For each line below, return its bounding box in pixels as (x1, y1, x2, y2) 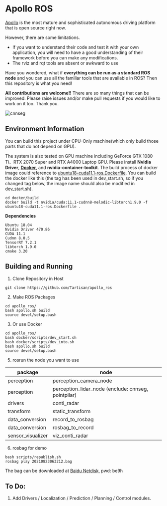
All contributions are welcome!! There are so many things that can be (5, 90, 149, 96)
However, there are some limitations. (5, 34, 81, 40)
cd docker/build (5, 195, 39, 200)
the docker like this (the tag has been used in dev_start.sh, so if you (5, 175, 143, 181)
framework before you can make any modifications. (12, 54, 118, 60)
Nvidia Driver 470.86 (5, 227, 50, 232)
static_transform (52, 408, 91, 415)
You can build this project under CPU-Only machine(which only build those (5, 138, 159, 144)
